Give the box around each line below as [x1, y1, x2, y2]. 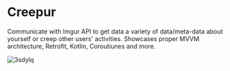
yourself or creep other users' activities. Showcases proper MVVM [7, 34, 200, 42]
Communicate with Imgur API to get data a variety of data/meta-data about [7, 27, 224, 35]
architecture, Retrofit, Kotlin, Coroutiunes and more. [7, 42, 156, 50]
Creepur [7, 4, 57, 20]
